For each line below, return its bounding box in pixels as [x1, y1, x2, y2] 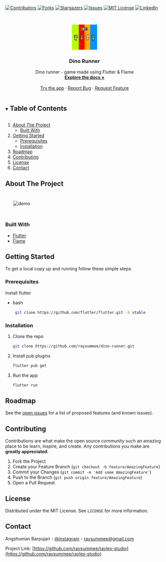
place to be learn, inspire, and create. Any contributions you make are [5, 443, 150, 449]
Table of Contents [10, 104, 67, 113]
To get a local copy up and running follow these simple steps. [5, 266, 132, 272]
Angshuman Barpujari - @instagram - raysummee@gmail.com [5, 535, 134, 541]
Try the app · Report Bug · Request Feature [40, 85, 129, 91]
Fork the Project [12, 458, 46, 464]
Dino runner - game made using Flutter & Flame [35, 69, 134, 75]
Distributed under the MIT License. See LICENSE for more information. [5, 508, 148, 514]
